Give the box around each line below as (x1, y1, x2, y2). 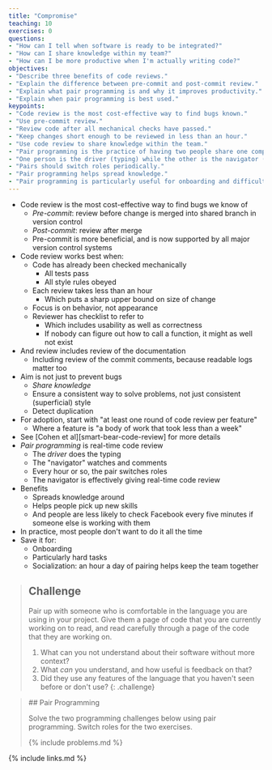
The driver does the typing (32, 449, 121, 458)
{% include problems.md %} (28, 738, 123, 747)
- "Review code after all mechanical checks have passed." (8, 125, 212, 133)
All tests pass (44, 268, 89, 278)
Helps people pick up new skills (32, 500, 138, 510)
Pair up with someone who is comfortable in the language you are (28, 606, 249, 615)
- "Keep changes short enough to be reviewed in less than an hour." (8, 132, 249, 140)
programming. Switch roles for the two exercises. (28, 721, 193, 731)
